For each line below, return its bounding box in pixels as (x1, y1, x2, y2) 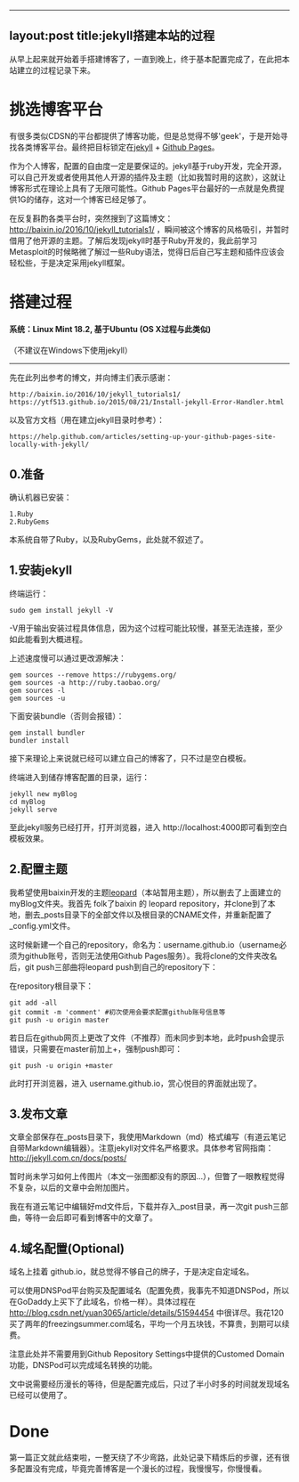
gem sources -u (9, 694, 66, 703)
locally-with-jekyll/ (9, 440, 90, 450)
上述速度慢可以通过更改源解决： (9, 652, 126, 664)
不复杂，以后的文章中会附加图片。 (9, 1182, 134, 1193)
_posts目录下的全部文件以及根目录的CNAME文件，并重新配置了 (39, 909, 273, 920)
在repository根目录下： (9, 981, 94, 991)
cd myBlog (9, 797, 46, 806)
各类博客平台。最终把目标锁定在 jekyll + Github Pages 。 (16, 142, 220, 152)
